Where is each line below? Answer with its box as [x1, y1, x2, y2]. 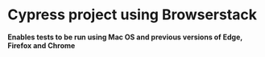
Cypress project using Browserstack [7, 6, 258, 24]
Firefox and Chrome [7, 40, 76, 50]
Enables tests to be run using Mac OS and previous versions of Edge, [7, 32, 243, 42]
